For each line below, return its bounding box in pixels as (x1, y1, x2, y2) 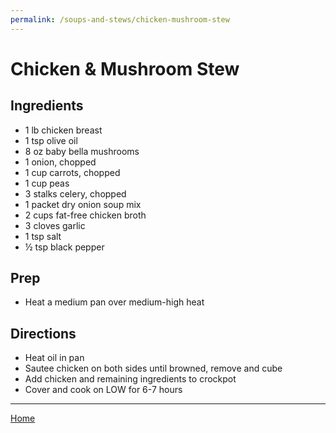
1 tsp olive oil (24, 134, 78, 146)
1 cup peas (24, 177, 70, 189)
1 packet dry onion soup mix (24, 198, 142, 210)
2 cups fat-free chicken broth (24, 209, 147, 221)
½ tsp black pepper (24, 241, 105, 253)
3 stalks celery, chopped (24, 187, 127, 200)
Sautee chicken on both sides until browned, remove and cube (24, 362, 283, 375)
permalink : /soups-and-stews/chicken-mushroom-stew (10, 14, 230, 25)
